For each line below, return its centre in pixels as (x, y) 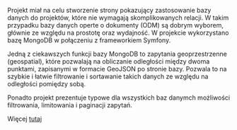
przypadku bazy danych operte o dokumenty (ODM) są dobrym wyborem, (116, 25)
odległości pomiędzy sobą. (47, 84)
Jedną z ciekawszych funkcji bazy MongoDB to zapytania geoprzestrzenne (117, 54)
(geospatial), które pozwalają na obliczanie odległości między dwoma (109, 61)
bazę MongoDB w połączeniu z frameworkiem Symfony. (89, 40)
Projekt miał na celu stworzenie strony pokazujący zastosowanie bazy (109, 10)
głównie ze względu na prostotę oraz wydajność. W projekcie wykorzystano (118, 32)
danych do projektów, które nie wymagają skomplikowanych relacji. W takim (118, 18)
